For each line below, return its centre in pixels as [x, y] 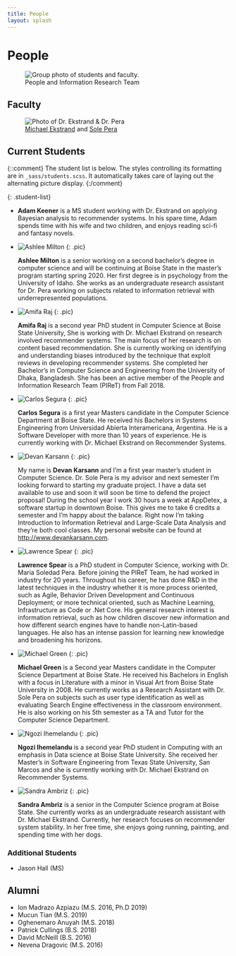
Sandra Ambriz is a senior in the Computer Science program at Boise [118, 805]
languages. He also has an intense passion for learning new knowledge [121, 633]
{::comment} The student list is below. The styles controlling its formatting [114, 168]
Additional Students [42, 853]
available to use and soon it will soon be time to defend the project [114, 493]
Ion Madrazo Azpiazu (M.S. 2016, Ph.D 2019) [82, 907]
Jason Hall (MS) [41, 868]
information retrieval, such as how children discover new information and [123, 618]
